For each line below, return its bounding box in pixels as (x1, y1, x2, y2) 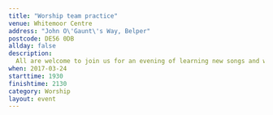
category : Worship (8, 87, 71, 96)
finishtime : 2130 (8, 79, 67, 87)
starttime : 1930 (8, 72, 63, 80)
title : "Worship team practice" (8, 11, 118, 20)
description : (8, 49, 53, 57)
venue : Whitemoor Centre (8, 19, 93, 28)
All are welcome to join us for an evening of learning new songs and (15, 57, 260, 66)
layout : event (8, 95, 57, 103)
